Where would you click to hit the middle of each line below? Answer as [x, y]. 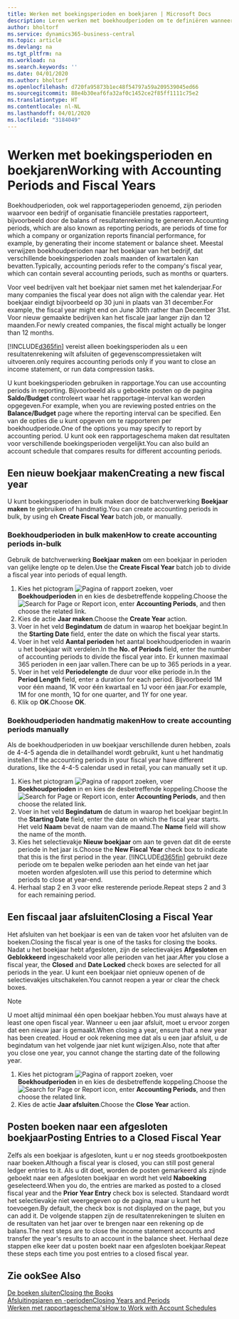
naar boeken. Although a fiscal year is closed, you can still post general [111, 1162]
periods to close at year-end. [60, 880]
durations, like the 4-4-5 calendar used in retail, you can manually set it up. [117, 767]
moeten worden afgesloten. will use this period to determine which [115, 872]
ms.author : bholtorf [38, 80]
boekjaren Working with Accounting [115, 170]
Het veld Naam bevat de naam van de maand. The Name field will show [122, 826]
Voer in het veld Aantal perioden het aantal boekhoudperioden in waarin [124, 641]
